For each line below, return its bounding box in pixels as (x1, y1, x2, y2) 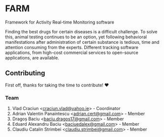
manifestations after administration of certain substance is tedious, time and (5, 39, 160, 45)
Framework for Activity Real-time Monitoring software (5, 19, 114, 25)
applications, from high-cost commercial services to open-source (5, 50, 139, 55)
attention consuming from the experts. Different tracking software (5, 44, 139, 50)
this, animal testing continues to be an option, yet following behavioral (5, 34, 147, 40)
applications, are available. (5, 55, 59, 60)
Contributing (5, 69, 45, 78)
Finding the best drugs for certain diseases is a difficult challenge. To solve (5, 28, 158, 34)
